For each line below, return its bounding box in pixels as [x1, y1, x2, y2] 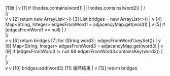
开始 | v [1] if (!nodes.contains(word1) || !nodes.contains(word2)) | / [5, 5, 146, 11]
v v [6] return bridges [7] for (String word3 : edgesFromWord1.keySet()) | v [5, 37, 161, 44]
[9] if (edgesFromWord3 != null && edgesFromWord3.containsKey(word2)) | [5, 48, 163, 54]
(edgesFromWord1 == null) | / [5, 27, 66, 32]
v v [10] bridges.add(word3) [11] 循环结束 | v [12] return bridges [5, 65, 138, 71]
